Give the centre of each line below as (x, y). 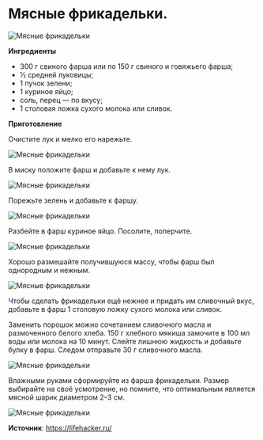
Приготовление (35, 123)
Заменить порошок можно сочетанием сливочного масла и (110, 324)
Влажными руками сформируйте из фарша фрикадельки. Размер (119, 380)
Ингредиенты (32, 51)
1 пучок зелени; (46, 83)
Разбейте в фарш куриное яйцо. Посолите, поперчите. (100, 231)
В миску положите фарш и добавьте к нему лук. (90, 169)
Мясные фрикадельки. (88, 14)
